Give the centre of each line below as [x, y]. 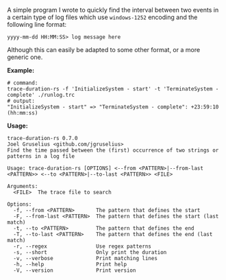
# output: [21, 101]
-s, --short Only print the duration [90, 253]
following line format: [37, 24]
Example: [21, 70]
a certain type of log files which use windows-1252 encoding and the [102, 17]
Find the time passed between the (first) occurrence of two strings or [113, 150]
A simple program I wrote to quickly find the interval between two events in [113, 10]
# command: [23, 83]
